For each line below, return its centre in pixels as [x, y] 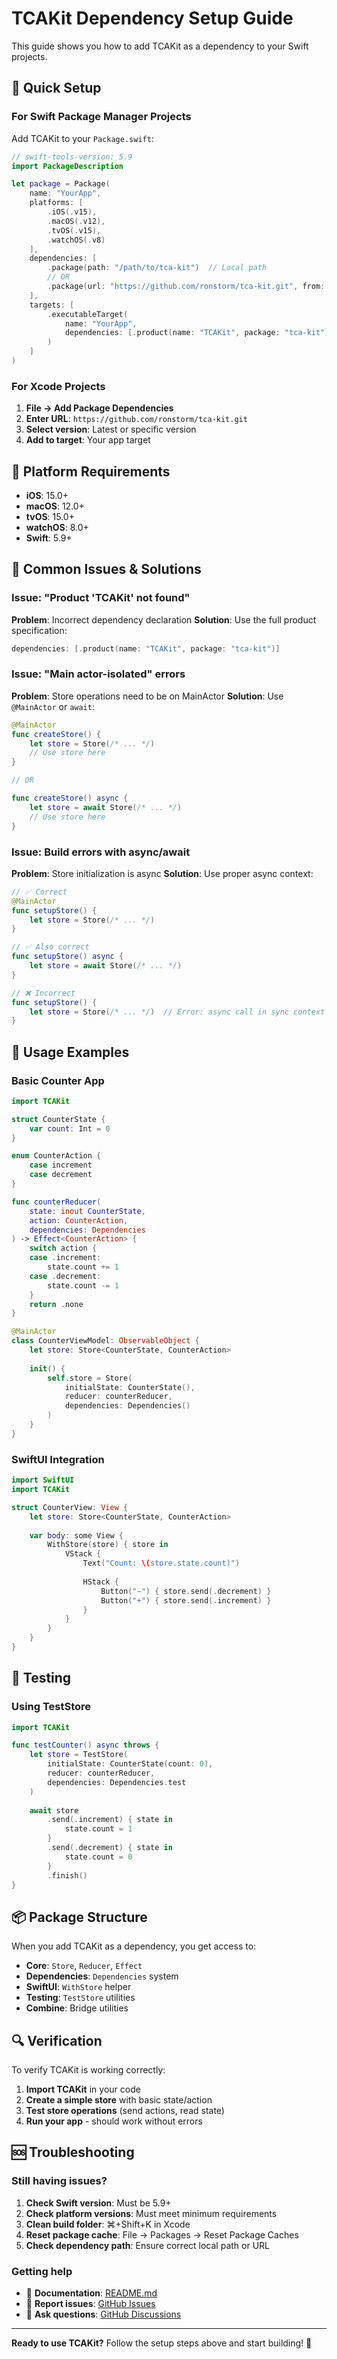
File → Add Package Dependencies [99, 408]
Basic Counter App [58, 1080]
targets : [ [52, 305]
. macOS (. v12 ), [76, 221]
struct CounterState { [58, 1119]
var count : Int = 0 [70, 1128]
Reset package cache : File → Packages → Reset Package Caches [162, 2234]
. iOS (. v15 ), [72, 212]
